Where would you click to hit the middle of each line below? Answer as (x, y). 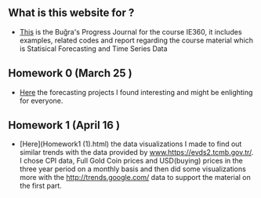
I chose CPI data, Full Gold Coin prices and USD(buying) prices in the (131, 161)
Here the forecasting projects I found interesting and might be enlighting (136, 92)
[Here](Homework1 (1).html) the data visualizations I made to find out (130, 144)
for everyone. (41, 101)
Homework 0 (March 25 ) (70, 73)
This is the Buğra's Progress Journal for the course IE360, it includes (130, 31)
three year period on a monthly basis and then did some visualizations (133, 169)
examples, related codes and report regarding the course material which (136, 40)
